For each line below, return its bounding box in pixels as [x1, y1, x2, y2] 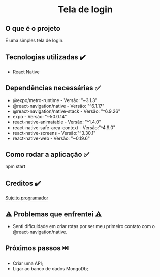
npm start [5, 163, 26, 169]
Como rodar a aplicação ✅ [5, 150, 90, 159]
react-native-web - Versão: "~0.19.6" [12, 135, 90, 141]
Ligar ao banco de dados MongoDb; [12, 265, 88, 271]
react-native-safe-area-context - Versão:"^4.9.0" [12, 124, 116, 131]
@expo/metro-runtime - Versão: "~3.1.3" [12, 97, 98, 103]
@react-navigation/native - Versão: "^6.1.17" [12, 103, 105, 109]
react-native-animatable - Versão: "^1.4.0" [12, 119, 102, 125]
